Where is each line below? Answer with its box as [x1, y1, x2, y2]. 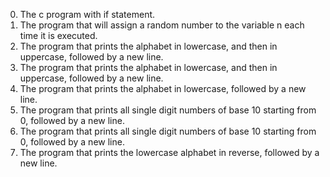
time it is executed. [19, 30, 98, 41]
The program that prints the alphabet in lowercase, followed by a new [19, 83, 307, 94]
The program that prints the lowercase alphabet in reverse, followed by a [19, 147, 320, 158]
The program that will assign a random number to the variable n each [19, 19, 305, 31]
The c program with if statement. [19, 9, 156, 20]
